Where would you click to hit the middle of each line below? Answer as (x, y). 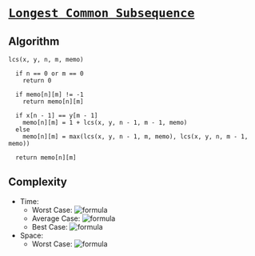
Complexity (38, 182)
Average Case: (56, 218)
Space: (32, 235)
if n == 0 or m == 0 (50, 74)
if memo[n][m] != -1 (50, 94)
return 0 (37, 81)
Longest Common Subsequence (102, 13)
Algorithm (34, 41)
